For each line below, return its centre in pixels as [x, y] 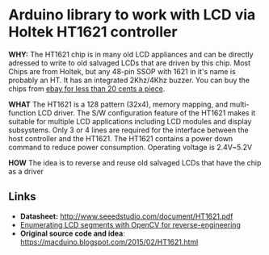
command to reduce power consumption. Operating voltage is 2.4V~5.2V [130, 147]
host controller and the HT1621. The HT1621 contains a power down [121, 138]
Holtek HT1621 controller [93, 32]
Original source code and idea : [72, 233]
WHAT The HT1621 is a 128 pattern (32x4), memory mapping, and [118, 104]
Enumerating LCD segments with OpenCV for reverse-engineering [130, 224]
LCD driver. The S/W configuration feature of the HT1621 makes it [147, 113]
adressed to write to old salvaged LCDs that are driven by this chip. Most [130, 63]
